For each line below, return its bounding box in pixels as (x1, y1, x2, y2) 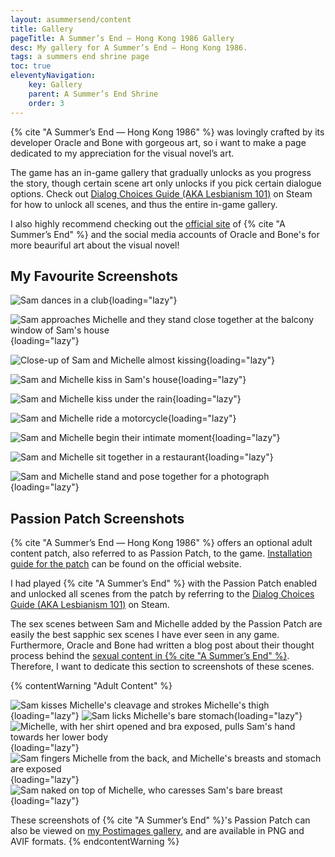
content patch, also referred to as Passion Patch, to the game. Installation (10, 547, 313, 560)
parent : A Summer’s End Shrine (28, 89, 159, 99)
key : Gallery (28, 80, 83, 90)
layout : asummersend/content (10, 14, 132, 25)
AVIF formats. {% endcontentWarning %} (10, 836, 180, 848)
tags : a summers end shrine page (10, 52, 150, 62)
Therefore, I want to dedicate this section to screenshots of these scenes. (10, 661, 315, 673)
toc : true (10, 61, 52, 71)
